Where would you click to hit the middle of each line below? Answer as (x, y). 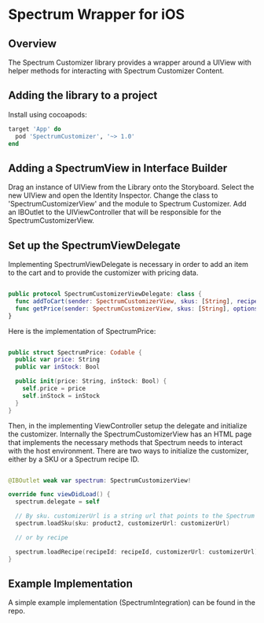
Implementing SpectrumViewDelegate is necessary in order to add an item (128, 265)
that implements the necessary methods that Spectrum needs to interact (126, 442)
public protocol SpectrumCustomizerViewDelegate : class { (105, 294)
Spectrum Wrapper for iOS (97, 15)
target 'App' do (35, 129)
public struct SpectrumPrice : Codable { (75, 352)
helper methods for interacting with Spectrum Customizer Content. (116, 71)
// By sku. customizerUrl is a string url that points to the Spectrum (135, 516)
